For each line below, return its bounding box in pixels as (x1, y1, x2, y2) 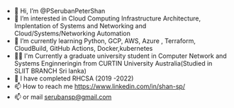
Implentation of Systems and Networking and (13, 22, 147, 30)
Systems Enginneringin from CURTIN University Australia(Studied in (13, 59, 213, 67)
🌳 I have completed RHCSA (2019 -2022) (13, 74, 134, 83)
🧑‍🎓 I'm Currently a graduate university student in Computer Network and (13, 52, 227, 60)
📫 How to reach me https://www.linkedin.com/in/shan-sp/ (13, 82, 186, 90)
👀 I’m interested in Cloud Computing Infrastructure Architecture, (13, 14, 201, 23)
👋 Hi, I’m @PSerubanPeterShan (13, 7, 106, 15)
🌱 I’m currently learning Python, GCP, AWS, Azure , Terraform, (13, 37, 196, 45)
